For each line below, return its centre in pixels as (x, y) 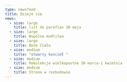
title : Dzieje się (24, 14)
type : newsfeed (20, 9)
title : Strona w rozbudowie (42, 72)
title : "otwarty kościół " (41, 54)
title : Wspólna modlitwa (39, 37)
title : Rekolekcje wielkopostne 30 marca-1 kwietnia (68, 63)
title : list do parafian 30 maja (48, 27)
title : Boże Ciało (32, 45)
